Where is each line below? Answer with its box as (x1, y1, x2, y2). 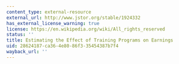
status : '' (6, 32, 34, 38)
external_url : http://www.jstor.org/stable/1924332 (6, 15, 141, 21)
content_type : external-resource (6, 9, 92, 15)
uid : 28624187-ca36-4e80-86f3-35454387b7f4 (6, 43, 119, 49)
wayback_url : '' (6, 49, 48, 55)
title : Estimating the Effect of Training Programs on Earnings (6, 37, 174, 43)
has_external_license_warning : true (6, 20, 100, 26)
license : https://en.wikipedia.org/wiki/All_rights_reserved (6, 26, 166, 32)
